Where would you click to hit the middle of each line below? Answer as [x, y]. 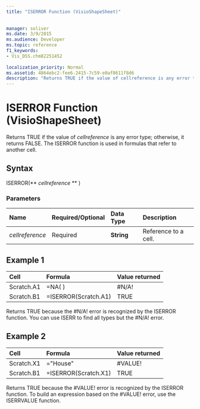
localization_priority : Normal [45, 67]
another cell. [21, 150]
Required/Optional [78, 217]
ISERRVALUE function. [34, 400]
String [120, 235]
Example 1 [25, 260]
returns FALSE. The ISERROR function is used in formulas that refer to [91, 143]
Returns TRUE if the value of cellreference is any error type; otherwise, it [95, 137]
